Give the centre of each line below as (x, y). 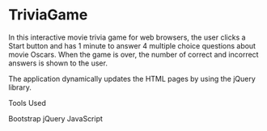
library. (20, 87)
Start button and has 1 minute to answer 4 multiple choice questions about (132, 45)
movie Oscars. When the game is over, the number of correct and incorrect (133, 54)
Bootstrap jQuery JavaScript (56, 118)
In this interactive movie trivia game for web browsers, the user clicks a (127, 37)
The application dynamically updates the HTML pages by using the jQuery (132, 78)
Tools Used (27, 103)
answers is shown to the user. (58, 63)
